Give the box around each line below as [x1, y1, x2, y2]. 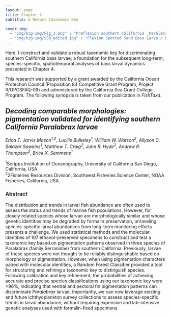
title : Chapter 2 [5, 12, 42, 17]
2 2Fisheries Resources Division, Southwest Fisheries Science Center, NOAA [5, 172, 164, 179]
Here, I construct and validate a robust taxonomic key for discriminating [5, 50, 155, 56]
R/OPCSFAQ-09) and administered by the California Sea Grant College [5, 87, 153, 92]
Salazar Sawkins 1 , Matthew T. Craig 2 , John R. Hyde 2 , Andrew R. [5, 142, 141, 150]
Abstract [5, 190, 28, 198]
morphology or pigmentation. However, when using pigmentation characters [5, 256, 165, 262]
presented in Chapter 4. [5, 66, 55, 72]
